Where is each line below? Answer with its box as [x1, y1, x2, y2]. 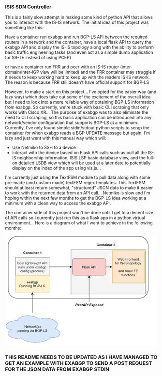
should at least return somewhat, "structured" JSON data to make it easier [5, 185, 153, 191]
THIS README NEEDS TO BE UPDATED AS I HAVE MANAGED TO [5, 354, 158, 360]
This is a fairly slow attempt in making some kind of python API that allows [5, 15, 153, 20]
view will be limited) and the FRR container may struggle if [40, 69, 156, 75]
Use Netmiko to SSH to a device [12, 144, 76, 151]
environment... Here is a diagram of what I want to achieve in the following [5, 220, 153, 226]
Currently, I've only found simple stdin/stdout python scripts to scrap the [5, 125, 150, 131]
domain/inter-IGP [5, 69, 40, 75]
